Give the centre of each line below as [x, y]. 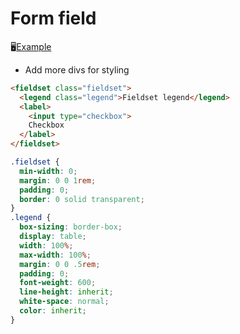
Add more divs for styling [77, 69]
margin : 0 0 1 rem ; [58, 180]
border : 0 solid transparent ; [82, 199]
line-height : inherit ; [66, 292]
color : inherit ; [53, 311]
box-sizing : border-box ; [71, 227]
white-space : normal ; [64, 302]
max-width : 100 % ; [55, 255]
